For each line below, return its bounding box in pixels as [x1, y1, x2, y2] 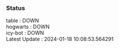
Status [6, 4, 25, 12]
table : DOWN [6, 17, 39, 24]
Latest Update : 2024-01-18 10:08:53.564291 [6, 36, 114, 43]
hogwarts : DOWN [6, 23, 50, 30]
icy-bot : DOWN [6, 29, 44, 36]
